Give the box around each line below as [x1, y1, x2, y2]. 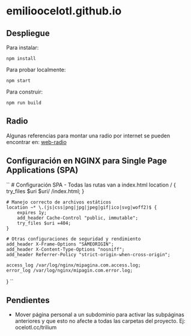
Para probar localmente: [6, 66, 66, 73]
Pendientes [6, 295, 50, 305]
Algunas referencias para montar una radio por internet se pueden [6, 132, 171, 139]
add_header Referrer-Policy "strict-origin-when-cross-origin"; [6, 251, 171, 257]
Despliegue [6, 28, 50, 38]
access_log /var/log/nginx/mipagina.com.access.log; [6, 262, 141, 268]
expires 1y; [17, 209, 47, 215]
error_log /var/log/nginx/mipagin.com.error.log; [6, 267, 133, 274]
